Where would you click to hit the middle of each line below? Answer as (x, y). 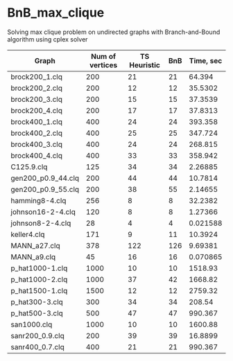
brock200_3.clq (36, 99)
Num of (104, 56)
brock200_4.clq (36, 110)
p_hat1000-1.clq (39, 268)
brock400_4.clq (36, 155)
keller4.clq (28, 234)
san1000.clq (32, 324)
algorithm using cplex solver (48, 39)
